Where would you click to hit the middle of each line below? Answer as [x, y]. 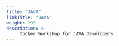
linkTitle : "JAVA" [29, 17]
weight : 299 [21, 23]
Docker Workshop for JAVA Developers [66, 34]
